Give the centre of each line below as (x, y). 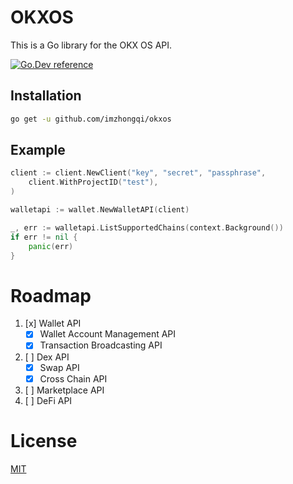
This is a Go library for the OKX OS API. (91, 45)
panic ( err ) (51, 246)
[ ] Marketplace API (64, 390)
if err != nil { (44, 237)
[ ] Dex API (47, 357)
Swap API (59, 367)
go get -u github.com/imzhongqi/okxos (91, 119)
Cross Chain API (73, 378)
